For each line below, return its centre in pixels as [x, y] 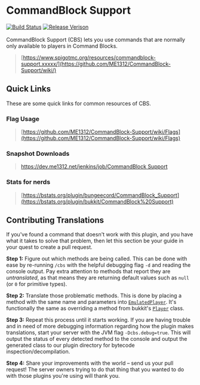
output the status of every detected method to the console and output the [97, 339]
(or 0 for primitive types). [37, 284]
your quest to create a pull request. [49, 247]
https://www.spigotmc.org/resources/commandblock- [90, 57]
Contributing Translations [55, 221]
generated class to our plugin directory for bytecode [71, 345]
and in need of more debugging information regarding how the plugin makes [100, 327]
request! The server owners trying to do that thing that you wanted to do [95, 369]
